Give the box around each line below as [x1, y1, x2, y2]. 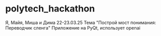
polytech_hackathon [5, 3, 95, 14]
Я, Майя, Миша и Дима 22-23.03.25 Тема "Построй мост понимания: [5, 19, 156, 25]
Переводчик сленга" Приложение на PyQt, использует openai [5, 24, 141, 30]
